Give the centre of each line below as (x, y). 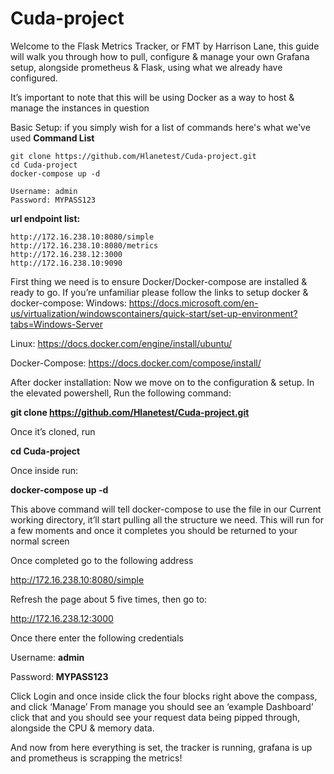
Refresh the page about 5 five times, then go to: (109, 599)
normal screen (40, 541)
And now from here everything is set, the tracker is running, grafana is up (161, 747)
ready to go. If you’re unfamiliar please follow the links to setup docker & (159, 292)
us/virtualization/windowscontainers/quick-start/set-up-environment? (154, 313)
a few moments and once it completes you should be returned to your (154, 530)
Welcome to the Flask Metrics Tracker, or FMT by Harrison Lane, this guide (165, 46)
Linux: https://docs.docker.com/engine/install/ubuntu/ (121, 343)
